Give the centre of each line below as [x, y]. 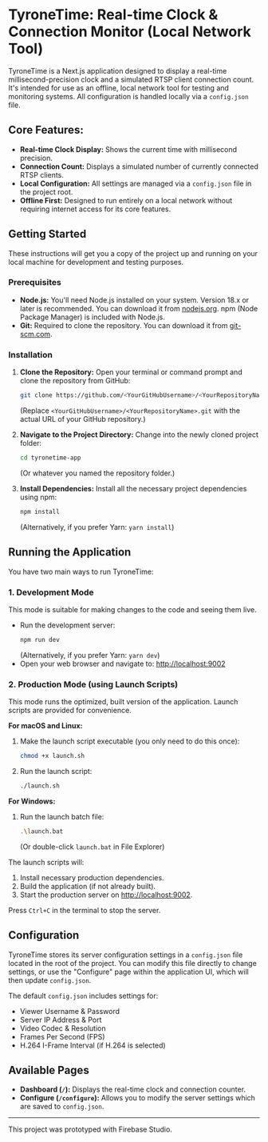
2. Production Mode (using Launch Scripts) [93, 684]
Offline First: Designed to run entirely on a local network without [126, 200]
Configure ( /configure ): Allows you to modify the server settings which [137, 1098]
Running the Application [70, 553]
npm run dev [39, 639]
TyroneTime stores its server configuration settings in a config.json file [126, 955]
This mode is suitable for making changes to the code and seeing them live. [132, 609]
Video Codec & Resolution [63, 1028]
